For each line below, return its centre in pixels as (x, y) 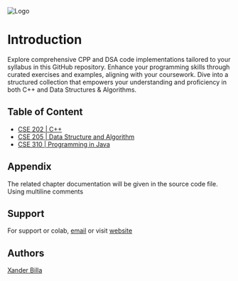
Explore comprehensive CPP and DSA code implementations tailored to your (119, 59)
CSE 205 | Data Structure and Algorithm (76, 137)
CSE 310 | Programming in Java (64, 144)
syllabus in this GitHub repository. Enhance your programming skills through (119, 67)
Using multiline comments (45, 191)
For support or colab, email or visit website (70, 230)
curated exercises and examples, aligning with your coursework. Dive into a (118, 74)
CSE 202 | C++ (40, 129)
